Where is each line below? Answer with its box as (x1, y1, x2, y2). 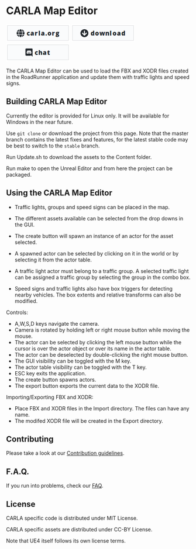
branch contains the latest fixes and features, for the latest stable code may (6, 136, 188, 143)
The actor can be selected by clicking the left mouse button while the (14, 339, 182, 346)
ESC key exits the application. (14, 370, 87, 377)
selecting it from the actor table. (14, 256, 92, 263)
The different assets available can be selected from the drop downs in (14, 215, 184, 222)
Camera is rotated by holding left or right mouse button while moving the (14, 326, 190, 333)
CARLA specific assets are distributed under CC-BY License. (6, 526, 153, 533)
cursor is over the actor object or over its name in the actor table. (14, 345, 171, 352)
